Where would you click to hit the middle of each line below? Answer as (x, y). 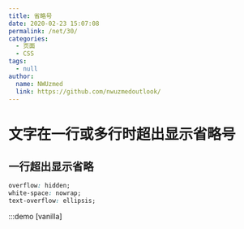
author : (21, 76)
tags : (17, 62)
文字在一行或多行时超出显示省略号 (122, 134)
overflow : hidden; (39, 186)
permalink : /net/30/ (43, 31)
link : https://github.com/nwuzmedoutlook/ (88, 91)
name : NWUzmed (39, 84)
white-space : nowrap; (45, 193)
